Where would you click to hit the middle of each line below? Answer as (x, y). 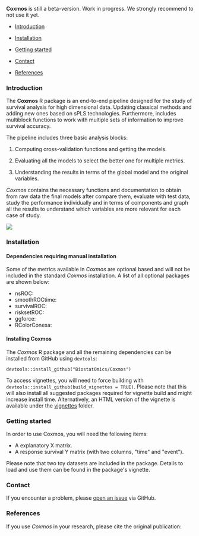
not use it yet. (23, 15)
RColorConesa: (33, 325)
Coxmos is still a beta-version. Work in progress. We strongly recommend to (100, 9)
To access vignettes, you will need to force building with (75, 380)
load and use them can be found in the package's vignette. (78, 469)
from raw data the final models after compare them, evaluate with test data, (99, 196)
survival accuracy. (29, 126)
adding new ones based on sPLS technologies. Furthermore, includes (91, 114)
